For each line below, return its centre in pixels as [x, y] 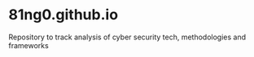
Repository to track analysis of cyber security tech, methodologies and [127, 37]
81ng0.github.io [63, 15]
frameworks [28, 45]
